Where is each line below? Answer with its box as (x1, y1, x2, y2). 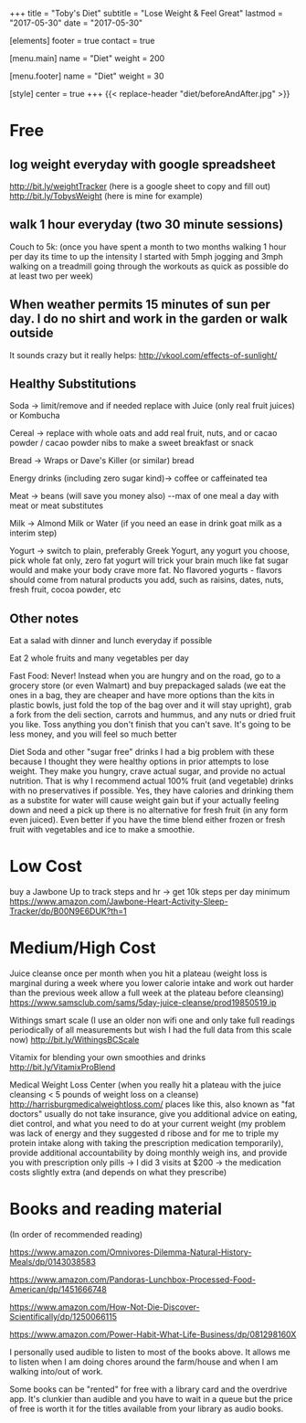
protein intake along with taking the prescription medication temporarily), (9, 1138, 284, 1149)
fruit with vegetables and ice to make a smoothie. (9, 824, 195, 835)
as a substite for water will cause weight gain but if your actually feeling (9, 795, 280, 806)
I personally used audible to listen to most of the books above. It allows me (9, 1347, 290, 1358)
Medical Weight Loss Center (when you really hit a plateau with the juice (9, 1079, 281, 1090)
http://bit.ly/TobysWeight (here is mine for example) (9, 191, 204, 201)
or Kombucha (9, 410, 61, 421)
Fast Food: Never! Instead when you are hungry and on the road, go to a (9, 671, 281, 682)
